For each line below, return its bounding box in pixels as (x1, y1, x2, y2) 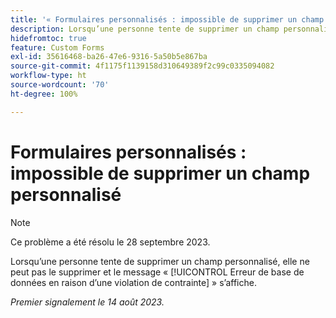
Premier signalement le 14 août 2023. (10, 296, 165, 308)
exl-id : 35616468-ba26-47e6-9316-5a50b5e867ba (10, 52, 208, 62)
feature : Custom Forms (10, 42, 105, 53)
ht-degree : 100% (10, 89, 78, 99)
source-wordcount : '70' (10, 80, 110, 90)
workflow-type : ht (10, 71, 87, 81)
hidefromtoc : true (10, 33, 87, 43)
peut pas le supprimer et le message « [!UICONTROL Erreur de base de (10, 266, 305, 278)
